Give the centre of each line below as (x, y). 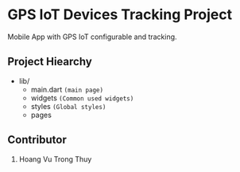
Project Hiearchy (50, 62)
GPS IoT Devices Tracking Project (120, 15)
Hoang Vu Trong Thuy (55, 159)
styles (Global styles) (68, 106)
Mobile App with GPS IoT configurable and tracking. (92, 37)
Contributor (37, 140)
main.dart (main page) (67, 89)
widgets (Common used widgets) (82, 98)
